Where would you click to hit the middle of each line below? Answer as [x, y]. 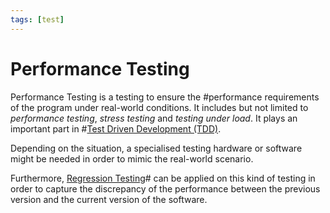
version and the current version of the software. [109, 199]
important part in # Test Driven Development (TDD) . [116, 128]
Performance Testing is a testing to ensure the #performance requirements [165, 97]
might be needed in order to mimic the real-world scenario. [132, 158]
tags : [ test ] [37, 19]
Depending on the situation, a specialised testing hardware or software [156, 148]
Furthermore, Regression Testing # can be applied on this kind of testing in [163, 178]
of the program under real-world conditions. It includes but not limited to [159, 107]
